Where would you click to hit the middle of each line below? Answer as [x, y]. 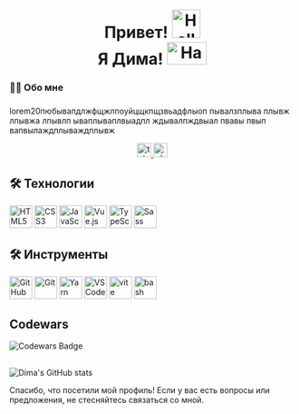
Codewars [39, 325]
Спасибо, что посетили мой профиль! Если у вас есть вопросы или [140, 389]
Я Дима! [131, 59]
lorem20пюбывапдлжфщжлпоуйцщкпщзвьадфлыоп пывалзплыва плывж [149, 111]
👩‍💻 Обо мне [37, 88]
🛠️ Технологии [52, 184]
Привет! [136, 33]
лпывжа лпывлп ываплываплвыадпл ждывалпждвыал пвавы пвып [138, 121]
